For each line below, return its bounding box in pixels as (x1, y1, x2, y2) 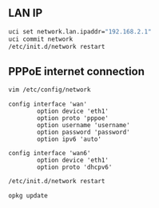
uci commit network (8, 35, 74, 43)
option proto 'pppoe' (37, 114, 109, 122)
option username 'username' (37, 122, 130, 130)
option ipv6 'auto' (37, 135, 102, 143)
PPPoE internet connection (8, 64, 145, 78)
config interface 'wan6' (8, 150, 91, 158)
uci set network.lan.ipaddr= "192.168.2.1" (8, 27, 152, 35)
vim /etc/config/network (8, 86, 91, 94)
